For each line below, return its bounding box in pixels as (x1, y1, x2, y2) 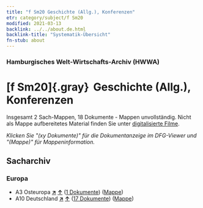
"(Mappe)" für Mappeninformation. (6, 138, 95, 146)
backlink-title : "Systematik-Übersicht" (6, 32, 111, 38)
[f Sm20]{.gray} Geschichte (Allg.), (6, 80, 191, 94)
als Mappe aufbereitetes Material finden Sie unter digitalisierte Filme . (6, 120, 180, 127)
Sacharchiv (6, 156, 51, 166)
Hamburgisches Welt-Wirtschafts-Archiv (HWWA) (6, 58, 160, 66)
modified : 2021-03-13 (6, 20, 62, 26)
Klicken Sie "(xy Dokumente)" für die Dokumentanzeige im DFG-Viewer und (6, 132, 197, 139)
